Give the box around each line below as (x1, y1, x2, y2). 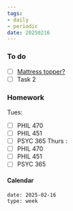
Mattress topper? (16, 67, 65, 75)
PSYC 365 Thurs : (16, 137, 68, 145)
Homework (7, 92, 44, 102)
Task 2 (16, 75, 36, 83)
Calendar (7, 176, 34, 184)
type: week (7, 197, 38, 204)
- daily (7, 16, 29, 23)
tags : (7, 10, 23, 17)
